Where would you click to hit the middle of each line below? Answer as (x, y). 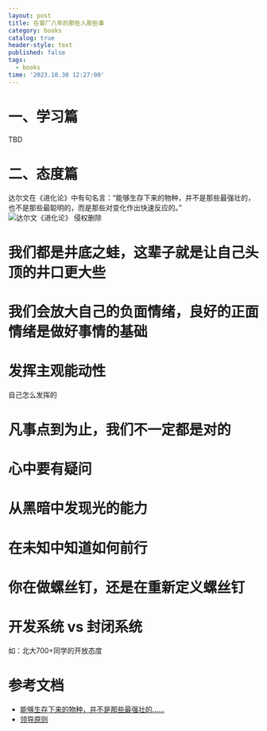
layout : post (30, 16)
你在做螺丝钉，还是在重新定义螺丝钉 (127, 587)
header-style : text (41, 45)
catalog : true (32, 38)
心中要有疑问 (50, 469)
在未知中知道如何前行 (78, 548)
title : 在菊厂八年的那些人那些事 (56, 23)
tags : (17, 61)
